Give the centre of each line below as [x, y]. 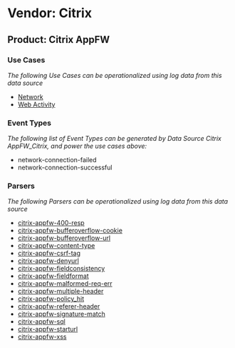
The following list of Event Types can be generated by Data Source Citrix [115, 139]
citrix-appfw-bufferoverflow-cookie [70, 231]
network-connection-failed [57, 160]
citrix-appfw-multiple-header [61, 292]
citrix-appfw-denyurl [48, 261]
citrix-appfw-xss [42, 337]
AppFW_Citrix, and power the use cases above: [77, 146]
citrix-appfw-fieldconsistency [61, 269]
